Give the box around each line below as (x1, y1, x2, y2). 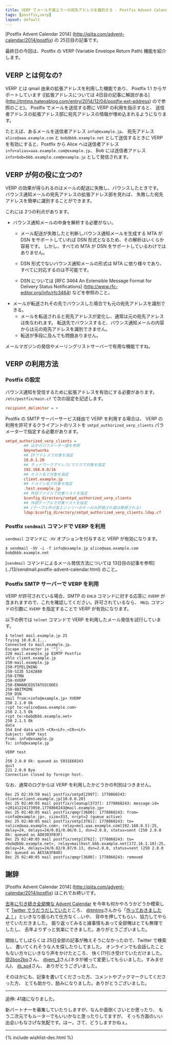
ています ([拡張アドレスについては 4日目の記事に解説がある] (23, 92, 150, 98)
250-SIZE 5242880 (5, 669, 42, 674)
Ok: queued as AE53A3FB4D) (5, 850, 63, 856)
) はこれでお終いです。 (51, 889, 99, 896)
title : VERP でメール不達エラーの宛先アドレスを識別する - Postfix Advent (5, 7, 152, 13)
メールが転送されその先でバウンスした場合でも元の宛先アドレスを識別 (12, 301, 161, 306)
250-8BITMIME (5, 687, 33, 692)
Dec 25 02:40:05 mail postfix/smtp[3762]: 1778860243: (5, 837, 125, 842)
